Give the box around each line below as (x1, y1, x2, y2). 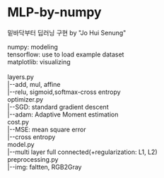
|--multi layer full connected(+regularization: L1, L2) (7, 148, 158, 156)
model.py (7, 140, 35, 148)
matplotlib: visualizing (7, 57, 71, 66)
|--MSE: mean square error (7, 125, 86, 133)
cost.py (7, 117, 30, 126)
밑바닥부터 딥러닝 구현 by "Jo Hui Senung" (7, 28, 127, 37)
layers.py (7, 72, 34, 81)
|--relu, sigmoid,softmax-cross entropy (7, 88, 122, 96)
